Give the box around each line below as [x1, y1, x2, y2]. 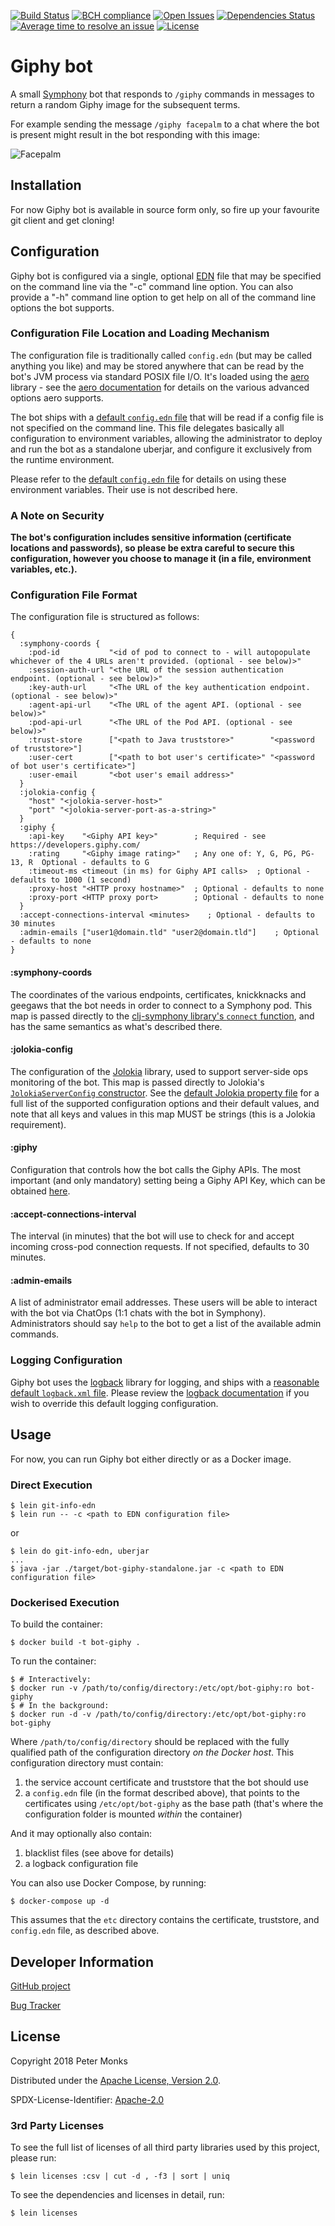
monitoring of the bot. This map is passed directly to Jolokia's [10, 1076, 265, 1088]
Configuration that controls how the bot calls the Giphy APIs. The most [10, 1164, 302, 1176]
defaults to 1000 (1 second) [10, 875, 132, 885]
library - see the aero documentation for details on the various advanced [10, 381, 310, 393]
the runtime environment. [10, 453, 115, 465]
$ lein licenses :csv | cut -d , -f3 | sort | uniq [10, 2171, 230, 2182]
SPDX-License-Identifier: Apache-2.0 [10, 2093, 165, 2105]
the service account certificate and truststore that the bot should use [24, 1776, 309, 1789]
